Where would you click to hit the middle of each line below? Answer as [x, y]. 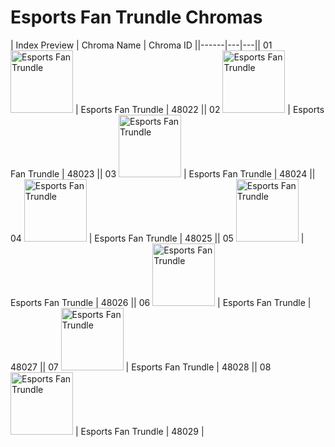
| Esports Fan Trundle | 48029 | [139, 431]
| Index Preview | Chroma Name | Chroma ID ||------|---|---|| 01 [141, 45]
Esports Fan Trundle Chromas [136, 17]
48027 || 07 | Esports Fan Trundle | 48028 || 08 [141, 367]
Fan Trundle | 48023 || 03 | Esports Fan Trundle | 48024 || [163, 173]
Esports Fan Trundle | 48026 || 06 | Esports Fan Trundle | [161, 302]
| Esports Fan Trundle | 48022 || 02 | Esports [199, 109]
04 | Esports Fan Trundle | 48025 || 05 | [157, 238]
